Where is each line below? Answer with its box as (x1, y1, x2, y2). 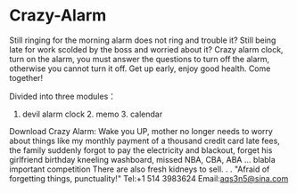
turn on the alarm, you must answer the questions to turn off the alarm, (9, 53, 270, 64)
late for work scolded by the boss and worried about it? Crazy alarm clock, (9, 44, 284, 54)
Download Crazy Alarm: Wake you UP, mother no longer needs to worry (9, 125, 274, 136)
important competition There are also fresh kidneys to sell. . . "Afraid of (9, 164, 270, 174)
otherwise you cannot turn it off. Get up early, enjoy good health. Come (9, 63, 271, 74)
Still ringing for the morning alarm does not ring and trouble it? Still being (9, 35, 276, 45)
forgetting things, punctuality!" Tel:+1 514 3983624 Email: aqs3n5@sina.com (9, 173, 289, 183)
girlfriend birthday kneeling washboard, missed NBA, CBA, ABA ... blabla (9, 154, 276, 165)
